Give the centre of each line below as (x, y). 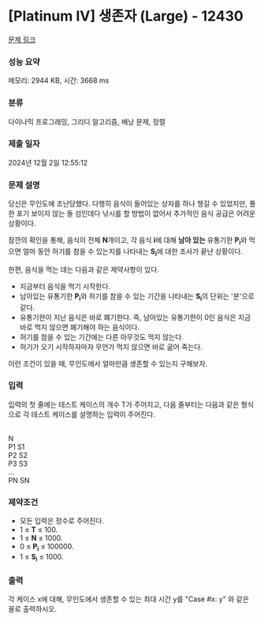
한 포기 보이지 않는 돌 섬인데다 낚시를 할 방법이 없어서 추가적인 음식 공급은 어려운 (132, 214)
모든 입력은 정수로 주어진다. (62, 521)
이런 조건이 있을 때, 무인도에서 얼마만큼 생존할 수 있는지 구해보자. (108, 363)
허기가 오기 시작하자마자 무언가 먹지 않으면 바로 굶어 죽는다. (111, 347)
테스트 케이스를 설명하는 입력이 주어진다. (93, 414)
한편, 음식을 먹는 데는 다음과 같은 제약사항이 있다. (84, 270)
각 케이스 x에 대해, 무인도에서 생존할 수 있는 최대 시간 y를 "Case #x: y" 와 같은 (129, 599)
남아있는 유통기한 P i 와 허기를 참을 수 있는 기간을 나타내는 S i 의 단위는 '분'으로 (137, 297)
